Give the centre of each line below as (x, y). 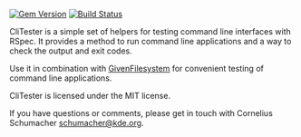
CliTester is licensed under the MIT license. (90, 96)
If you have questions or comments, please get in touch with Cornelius (141, 113)
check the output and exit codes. (71, 51)
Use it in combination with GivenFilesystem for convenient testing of (137, 68)
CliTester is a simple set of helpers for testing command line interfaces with (150, 31)
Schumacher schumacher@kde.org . (77, 123)
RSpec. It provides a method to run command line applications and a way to (150, 41)
